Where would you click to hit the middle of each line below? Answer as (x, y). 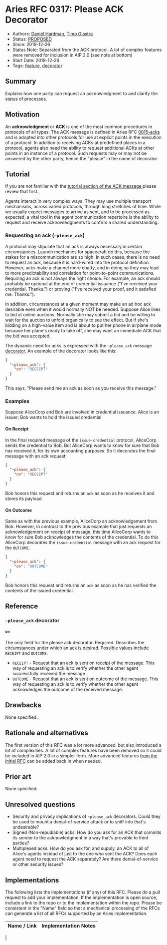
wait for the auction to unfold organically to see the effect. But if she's (77, 320)
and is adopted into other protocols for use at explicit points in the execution (83, 137)
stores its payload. (24, 499)
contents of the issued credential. (40, 590)
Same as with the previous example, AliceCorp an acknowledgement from (81, 521)
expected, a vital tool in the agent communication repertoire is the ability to (82, 217)
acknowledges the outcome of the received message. (68, 690)
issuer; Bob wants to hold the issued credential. (54, 417)
